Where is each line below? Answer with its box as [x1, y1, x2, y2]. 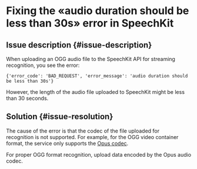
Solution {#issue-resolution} [6, 111, 113, 121]
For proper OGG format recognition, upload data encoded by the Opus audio [6, 151, 192, 158]
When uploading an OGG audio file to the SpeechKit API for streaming [6, 56, 175, 62]
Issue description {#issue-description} [6, 40, 152, 50]
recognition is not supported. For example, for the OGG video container [6, 133, 179, 140]
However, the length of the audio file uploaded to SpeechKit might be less [6, 89, 185, 95]
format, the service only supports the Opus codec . [6, 140, 129, 147]
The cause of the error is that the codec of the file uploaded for [6, 127, 160, 134]
